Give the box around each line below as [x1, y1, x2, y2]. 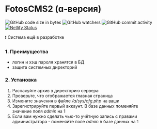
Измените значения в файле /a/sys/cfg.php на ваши [12, 98, 120, 104]
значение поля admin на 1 [12, 108, 65, 114]
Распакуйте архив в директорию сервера [12, 87, 99, 93]
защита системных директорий [12, 64, 78, 70]
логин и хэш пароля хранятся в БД [12, 59, 85, 65]
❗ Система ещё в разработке [5, 34, 64, 40]
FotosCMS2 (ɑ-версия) [5, 3, 102, 15]
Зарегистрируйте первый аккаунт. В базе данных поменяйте [12, 103, 139, 109]
